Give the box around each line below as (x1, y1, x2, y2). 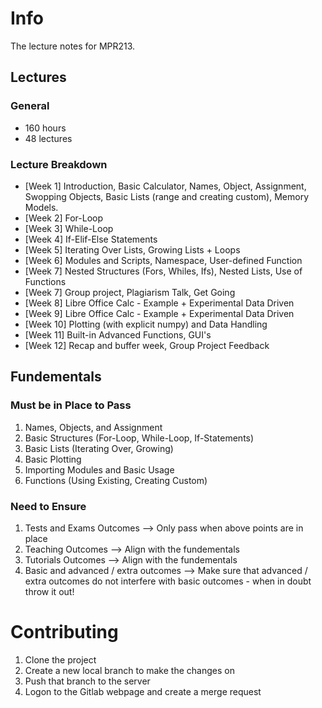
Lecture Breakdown (10, 157, 108, 171)
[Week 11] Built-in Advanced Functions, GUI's (24, 328, 212, 341)
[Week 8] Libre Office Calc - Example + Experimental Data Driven (24, 297, 295, 309)
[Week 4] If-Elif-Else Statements (24, 233, 158, 245)
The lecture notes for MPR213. (10, 40, 136, 52)
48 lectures (24, 132, 73, 144)
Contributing (10, 621, 119, 644)
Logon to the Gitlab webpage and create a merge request (24, 685, 262, 697)
